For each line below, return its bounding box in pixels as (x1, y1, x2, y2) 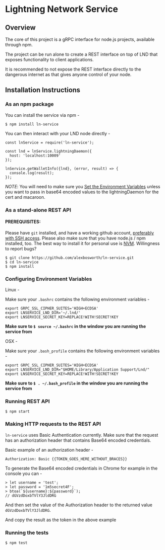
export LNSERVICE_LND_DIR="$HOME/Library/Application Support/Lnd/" (5, 367, 150, 372)
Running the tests (5, 529, 49, 536)
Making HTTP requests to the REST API (5, 421, 101, 428)
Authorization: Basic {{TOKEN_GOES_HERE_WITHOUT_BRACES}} (5, 456, 127, 462)
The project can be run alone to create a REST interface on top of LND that (5, 51, 158, 57)
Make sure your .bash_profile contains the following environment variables (5, 348, 160, 354)
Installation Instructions (5, 86, 81, 94)
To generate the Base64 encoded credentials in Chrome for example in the (5, 465, 158, 471)
